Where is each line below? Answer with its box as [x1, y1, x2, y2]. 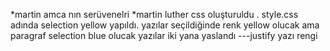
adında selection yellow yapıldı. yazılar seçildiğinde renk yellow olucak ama [10, 19, 320, 31]
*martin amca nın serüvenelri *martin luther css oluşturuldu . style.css [10, 9, 299, 20]
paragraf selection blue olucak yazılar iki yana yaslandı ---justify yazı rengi [10, 30, 318, 41]
